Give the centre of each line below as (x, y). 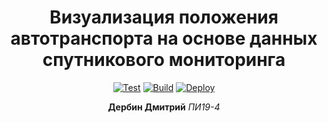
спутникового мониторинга (164, 60)
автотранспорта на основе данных (164, 38)
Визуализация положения (164, 17)
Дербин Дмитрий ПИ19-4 (164, 107)
